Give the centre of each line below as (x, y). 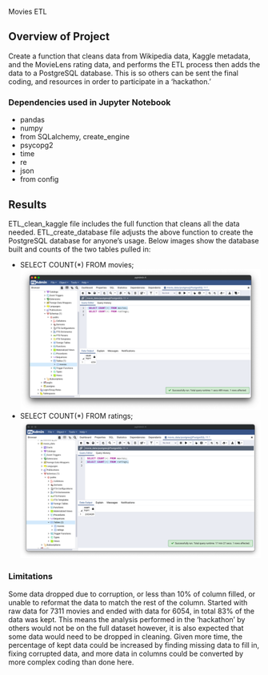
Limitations (31, 577)
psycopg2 (36, 145)
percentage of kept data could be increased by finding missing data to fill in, (134, 645)
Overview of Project (59, 36)
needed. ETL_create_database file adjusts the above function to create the (131, 232)
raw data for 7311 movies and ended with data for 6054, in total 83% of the (131, 611)
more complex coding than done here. (71, 662)
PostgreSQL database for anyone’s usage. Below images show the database (134, 240)
